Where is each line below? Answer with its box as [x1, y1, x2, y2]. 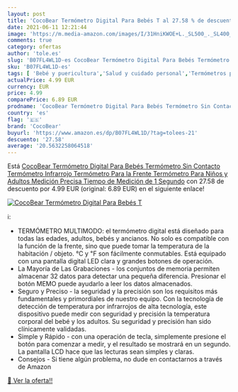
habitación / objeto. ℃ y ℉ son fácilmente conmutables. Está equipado [17, 249, 227, 258]
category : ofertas [7, 43, 62, 50]
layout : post [7, 10, 46, 18]
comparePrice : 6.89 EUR [7, 97, 78, 104]
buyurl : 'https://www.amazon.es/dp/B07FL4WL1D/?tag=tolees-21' [7, 129, 198, 136]
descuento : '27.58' [7, 136, 65, 143]
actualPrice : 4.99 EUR [7, 76, 74, 84]
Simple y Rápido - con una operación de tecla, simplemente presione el [17, 332, 227, 341]
